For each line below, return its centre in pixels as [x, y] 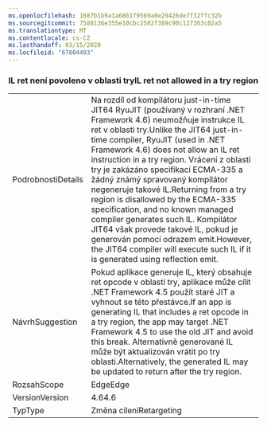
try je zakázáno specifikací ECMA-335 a [167, 170]
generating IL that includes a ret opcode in [170, 312]
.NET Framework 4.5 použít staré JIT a [163, 292]
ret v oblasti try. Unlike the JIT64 [151, 130]
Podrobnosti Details [48, 180]
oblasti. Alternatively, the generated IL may [170, 362]
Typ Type [29, 411]
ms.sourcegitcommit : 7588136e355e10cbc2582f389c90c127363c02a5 [115, 23]
